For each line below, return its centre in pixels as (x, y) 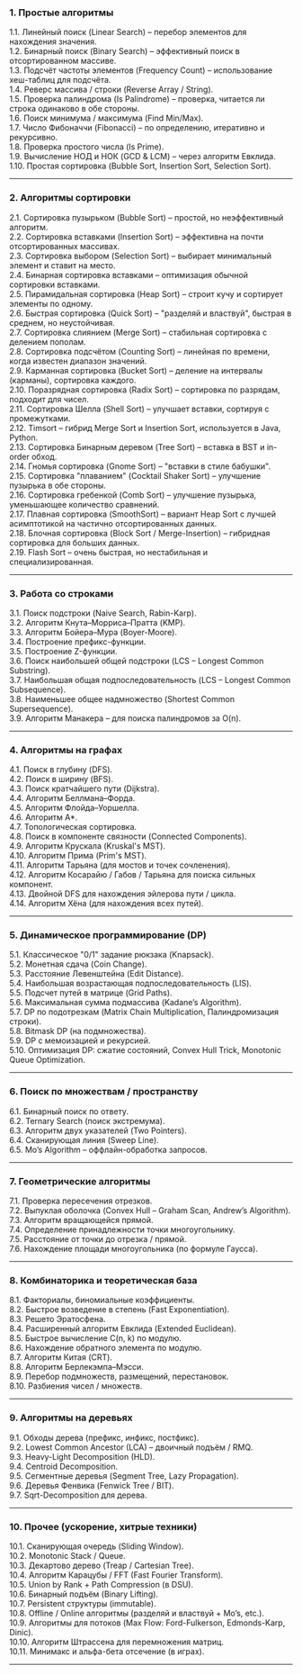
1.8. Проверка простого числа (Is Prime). (87, 147)
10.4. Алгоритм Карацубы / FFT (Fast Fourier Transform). (116, 1575)
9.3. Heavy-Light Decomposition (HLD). (82, 1456)
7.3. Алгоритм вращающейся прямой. (81, 1220)
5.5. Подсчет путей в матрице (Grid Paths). (91, 993)
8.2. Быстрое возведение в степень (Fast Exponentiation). (120, 1309)
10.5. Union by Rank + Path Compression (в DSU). (102, 1584)
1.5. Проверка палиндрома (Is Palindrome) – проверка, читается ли (137, 99)
